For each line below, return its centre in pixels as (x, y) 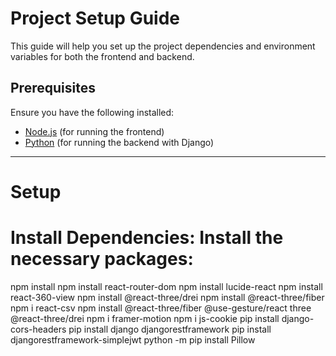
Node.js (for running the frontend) (94, 131)
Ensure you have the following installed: (92, 112)
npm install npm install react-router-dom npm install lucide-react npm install (166, 286)
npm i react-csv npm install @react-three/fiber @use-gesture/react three (161, 308)
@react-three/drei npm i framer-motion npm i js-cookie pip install (145, 318)
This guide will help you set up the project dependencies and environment (163, 46)
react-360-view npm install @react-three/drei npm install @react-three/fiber (167, 297)
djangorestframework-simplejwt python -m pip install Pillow (133, 339)
